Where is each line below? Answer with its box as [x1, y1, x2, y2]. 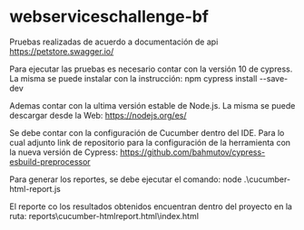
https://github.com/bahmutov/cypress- [119, 147, 266, 158]
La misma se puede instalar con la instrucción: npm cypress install [9, 72, 258, 83]
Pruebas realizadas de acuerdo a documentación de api [9, 36, 219, 47]
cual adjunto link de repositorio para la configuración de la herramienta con [9, 137, 291, 148]
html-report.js [9, 183, 62, 194]
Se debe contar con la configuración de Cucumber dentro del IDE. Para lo [9, 127, 285, 138]
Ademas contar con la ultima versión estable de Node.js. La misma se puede [9, 100, 296, 110]
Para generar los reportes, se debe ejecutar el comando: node [9, 174, 242, 185]
